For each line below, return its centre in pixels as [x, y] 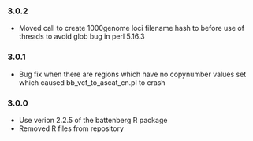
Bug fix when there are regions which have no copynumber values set [132, 74]
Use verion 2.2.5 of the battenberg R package [93, 120]
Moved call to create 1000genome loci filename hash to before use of [132, 28]
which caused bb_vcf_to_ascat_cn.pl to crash [92, 82]
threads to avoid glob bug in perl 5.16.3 [82, 36]
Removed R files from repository [71, 128]
